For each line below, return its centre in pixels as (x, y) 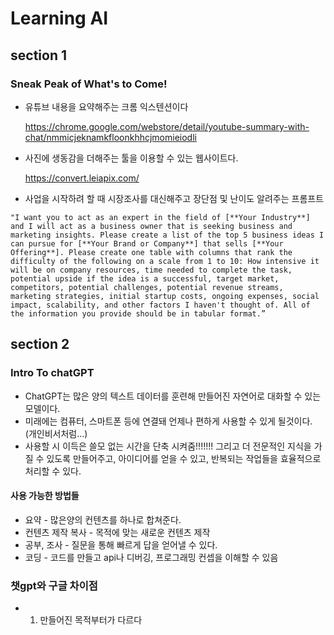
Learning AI (59, 18)
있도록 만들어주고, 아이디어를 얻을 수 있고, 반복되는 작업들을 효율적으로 (184, 458)
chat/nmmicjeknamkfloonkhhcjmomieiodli (110, 137)
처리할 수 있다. (53, 471)
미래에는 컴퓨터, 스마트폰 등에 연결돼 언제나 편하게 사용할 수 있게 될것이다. (168, 421)
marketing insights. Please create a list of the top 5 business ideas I (167, 235)
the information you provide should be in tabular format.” (138, 313)
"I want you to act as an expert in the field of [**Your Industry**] (160, 217)
